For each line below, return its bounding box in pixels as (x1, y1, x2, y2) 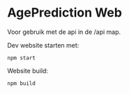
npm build (7, 79, 36, 87)
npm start (7, 54, 36, 62)
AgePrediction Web (7, 5, 122, 21)
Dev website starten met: (7, 41, 79, 49)
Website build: (7, 66, 49, 75)
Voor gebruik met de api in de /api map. (7, 28, 121, 36)
